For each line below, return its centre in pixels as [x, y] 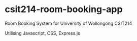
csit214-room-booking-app [64, 9]
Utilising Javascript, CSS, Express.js [42, 33]
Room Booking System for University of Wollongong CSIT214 [68, 23]
